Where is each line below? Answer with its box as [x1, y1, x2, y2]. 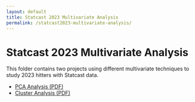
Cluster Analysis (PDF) [14, 89, 70, 97]
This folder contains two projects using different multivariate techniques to [6, 65, 190, 72]
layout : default [6, 8, 47, 15]
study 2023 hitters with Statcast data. [6, 72, 99, 79]
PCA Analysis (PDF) [14, 83, 64, 90]
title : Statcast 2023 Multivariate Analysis [6, 14, 119, 20]
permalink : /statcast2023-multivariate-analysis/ [6, 20, 132, 26]
